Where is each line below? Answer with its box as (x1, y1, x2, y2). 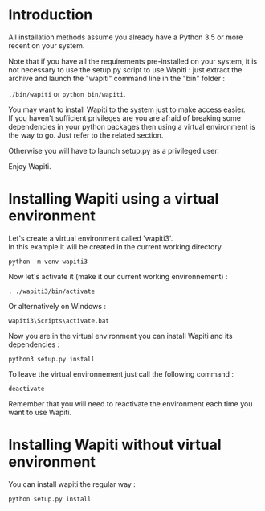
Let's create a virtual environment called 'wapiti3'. (8, 233, 173, 243)
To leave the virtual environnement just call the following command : (8, 369, 234, 379)
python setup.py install (8, 495, 92, 503)
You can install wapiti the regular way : (8, 479, 137, 488)
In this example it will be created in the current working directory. (8, 241, 223, 251)
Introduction (8, 6, 93, 24)
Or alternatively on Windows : (8, 301, 107, 311)
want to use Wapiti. (8, 407, 72, 417)
